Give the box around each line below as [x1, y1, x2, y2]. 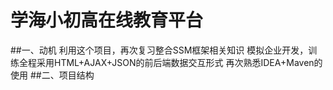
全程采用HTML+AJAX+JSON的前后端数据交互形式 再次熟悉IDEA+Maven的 [18, 56, 323, 68]
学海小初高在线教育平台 [10, 9, 204, 32]
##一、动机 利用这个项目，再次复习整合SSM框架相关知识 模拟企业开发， [10, 44, 309, 56]
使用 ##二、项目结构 [10, 69, 95, 81]
